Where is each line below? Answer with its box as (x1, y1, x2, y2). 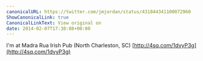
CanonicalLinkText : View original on (6, 20, 102, 26)
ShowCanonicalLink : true (6, 14, 69, 20)
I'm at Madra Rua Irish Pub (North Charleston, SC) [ (6, 42, 135, 49)
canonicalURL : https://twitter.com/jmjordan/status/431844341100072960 (6, 8, 191, 15)
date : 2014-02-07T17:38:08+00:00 (6, 25, 91, 32)
